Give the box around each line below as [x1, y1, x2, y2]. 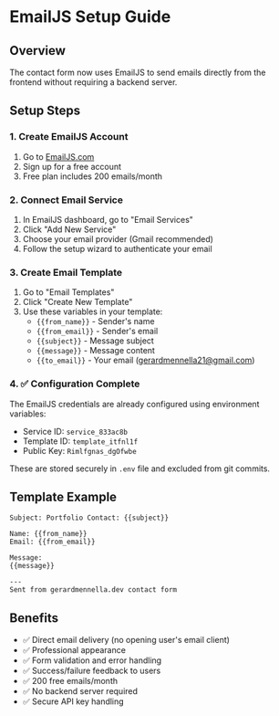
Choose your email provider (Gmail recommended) [22, 233, 214, 244]
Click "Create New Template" [22, 297, 133, 308]
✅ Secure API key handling [22, 696, 125, 707]
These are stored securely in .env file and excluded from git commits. [9, 463, 271, 474]
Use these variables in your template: [22, 306, 163, 317]
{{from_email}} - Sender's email [36, 326, 159, 337]
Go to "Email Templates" [22, 287, 115, 298]
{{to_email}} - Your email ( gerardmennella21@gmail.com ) [36, 354, 255, 366]
